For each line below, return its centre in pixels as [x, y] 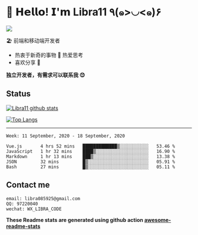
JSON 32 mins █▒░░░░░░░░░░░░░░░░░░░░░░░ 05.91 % [91, 162]
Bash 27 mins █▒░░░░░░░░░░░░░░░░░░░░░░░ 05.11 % [91, 167]
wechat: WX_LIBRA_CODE [34, 209]
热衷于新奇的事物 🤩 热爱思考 [49, 55]
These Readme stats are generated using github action [75, 220]
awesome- [158, 220]
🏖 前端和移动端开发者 [33, 40]
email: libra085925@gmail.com [43, 198]
